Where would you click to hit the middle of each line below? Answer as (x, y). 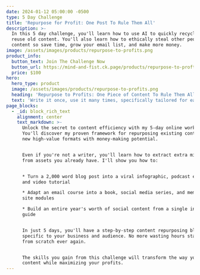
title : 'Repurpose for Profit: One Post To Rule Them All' (81, 23)
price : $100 (26, 73)
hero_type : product (36, 84)
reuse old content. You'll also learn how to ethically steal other (98, 39)
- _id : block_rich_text (41, 111)
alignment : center (40, 117)
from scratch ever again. (54, 242)
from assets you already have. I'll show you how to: (90, 160)
